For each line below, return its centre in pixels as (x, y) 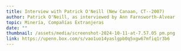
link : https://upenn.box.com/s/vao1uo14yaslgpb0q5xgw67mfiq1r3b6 (88, 39)
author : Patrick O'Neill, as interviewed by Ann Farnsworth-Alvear (91, 17)
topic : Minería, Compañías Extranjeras (55, 22)
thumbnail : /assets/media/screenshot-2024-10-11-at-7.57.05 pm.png (91, 33)
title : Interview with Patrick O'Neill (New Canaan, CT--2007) (85, 11)
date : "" (17, 28)
